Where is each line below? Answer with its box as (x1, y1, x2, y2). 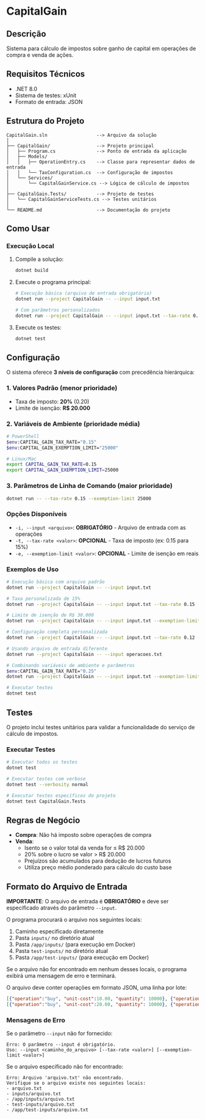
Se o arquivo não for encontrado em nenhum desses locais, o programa (6, 966, 187, 973)
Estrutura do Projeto (6, 116, 85, 126)
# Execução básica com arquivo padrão (6, 578, 105, 585)
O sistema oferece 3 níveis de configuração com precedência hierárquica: (6, 368, 195, 376)
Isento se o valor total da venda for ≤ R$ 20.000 (24, 844, 145, 851)
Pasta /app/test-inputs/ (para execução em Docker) (15, 954, 149, 961)
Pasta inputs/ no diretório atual (15, 935, 95, 942)
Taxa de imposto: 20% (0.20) (15, 398, 90, 405)
